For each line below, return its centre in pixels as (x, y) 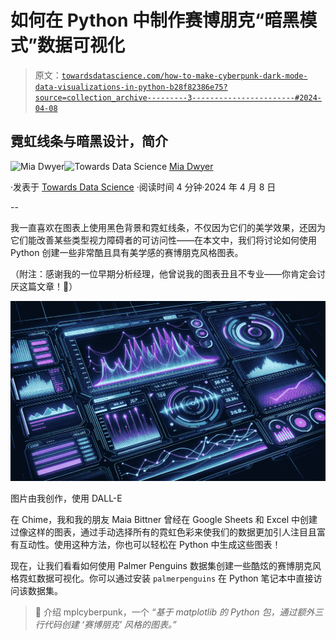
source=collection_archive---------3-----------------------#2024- (178, 97)
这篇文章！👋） (48, 286)
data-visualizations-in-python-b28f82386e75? (131, 87)
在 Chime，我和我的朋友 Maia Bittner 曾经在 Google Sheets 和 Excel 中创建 (164, 519)
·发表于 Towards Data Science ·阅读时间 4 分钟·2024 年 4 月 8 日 (143, 187)
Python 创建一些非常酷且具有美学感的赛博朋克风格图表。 (127, 252)
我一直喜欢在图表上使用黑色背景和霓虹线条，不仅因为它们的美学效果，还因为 (168, 227)
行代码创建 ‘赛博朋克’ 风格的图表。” (105, 624)
